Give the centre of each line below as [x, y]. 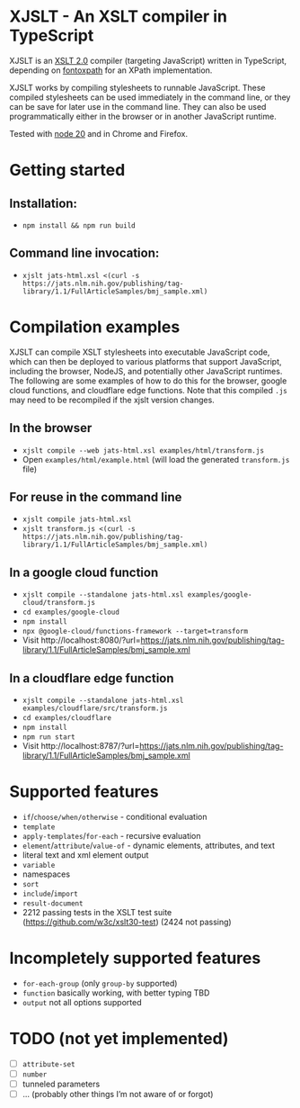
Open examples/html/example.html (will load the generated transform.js [156, 459]
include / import [50, 893]
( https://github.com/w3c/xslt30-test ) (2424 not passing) [127, 922]
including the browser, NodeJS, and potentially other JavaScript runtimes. [146, 371]
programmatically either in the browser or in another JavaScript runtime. [143, 116]
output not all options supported [82, 1002]
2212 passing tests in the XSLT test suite [97, 912]
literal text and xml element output [85, 855]
